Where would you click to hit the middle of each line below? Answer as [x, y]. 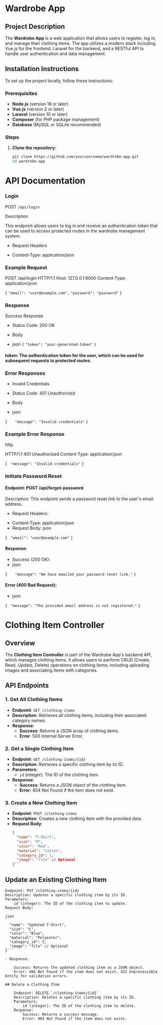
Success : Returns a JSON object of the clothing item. [73, 785]
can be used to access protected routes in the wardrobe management [75, 231]
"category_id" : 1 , [35, 855]
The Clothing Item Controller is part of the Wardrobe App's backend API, [79, 655]
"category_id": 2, [28, 942]
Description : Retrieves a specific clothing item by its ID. [68, 764]
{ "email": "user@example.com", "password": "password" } [64, 293]
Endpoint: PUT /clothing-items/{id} [42, 891]
